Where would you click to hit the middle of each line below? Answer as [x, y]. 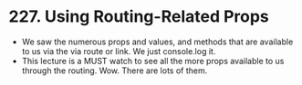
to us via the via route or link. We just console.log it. [119, 51]
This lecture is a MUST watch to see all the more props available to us [153, 61]
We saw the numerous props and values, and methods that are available [157, 42]
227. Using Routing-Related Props [139, 17]
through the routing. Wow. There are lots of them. [115, 71]
